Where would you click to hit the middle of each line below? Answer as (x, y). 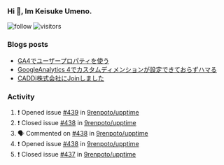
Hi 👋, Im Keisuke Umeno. (50, 11)
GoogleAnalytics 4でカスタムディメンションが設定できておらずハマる (117, 69)
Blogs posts (28, 45)
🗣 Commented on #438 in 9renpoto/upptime (83, 133)
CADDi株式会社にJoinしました (61, 78)
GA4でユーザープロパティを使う (63, 60)
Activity (21, 96)
